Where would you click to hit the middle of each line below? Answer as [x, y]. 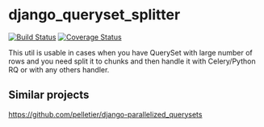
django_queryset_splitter [94, 15]
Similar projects [49, 95]
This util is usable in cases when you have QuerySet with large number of [130, 52]
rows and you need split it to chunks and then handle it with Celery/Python [132, 61]
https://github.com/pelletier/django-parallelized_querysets [105, 114]
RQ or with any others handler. [59, 69]
